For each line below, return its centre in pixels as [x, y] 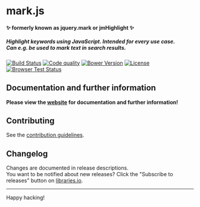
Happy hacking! [26, 198]
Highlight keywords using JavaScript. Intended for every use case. [91, 42]
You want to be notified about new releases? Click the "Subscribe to [90, 174]
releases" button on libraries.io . [45, 181]
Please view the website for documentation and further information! [92, 102]
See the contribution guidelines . [45, 135]
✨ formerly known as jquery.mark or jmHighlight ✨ [70, 27]
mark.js [25, 11]
